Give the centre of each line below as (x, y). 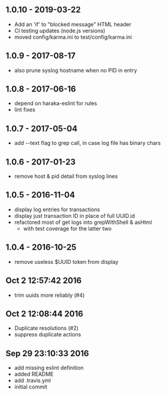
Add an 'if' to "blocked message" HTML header (73, 24)
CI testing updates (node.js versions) (60, 31)
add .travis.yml (33, 381)
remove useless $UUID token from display (66, 262)
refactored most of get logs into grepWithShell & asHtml (83, 222)
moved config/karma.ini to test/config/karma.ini (73, 37)
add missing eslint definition (49, 368)
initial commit (31, 387)
